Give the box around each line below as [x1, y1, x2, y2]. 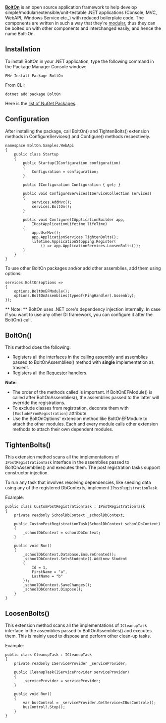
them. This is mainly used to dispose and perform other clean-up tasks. [5, 633, 151, 639]
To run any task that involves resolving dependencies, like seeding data [5, 479, 151, 485]
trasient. [12, 365, 30, 371]
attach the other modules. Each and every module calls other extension [12, 421, 158, 427]
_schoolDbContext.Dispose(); [23, 587, 83, 592]
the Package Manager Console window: [5, 63, 87, 69]
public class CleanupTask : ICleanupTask [5, 652, 92, 657]
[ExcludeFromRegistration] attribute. [12, 411, 88, 417]
